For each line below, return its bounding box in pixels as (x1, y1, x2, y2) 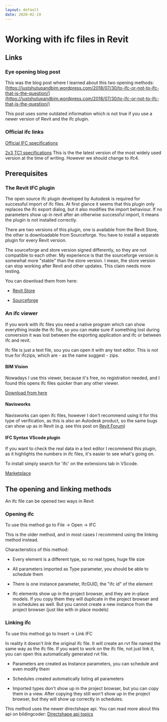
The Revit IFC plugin (5, 184, 55, 191)
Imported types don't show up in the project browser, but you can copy (12, 685, 159, 691)
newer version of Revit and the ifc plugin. (5, 116, 90, 122)
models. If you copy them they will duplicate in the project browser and (12, 596, 159, 602)
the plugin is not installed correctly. (5, 217, 77, 223)
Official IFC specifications (5, 140, 58, 146)
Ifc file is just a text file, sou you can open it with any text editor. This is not (5, 347, 159, 353)
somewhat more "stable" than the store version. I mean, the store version (5, 258, 156, 264)
